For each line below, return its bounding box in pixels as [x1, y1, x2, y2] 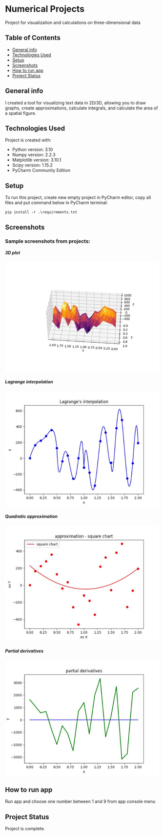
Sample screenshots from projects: [5, 238, 91, 245]
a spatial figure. [5, 110, 37, 116]
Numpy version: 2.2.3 [12, 152, 56, 158]
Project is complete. [5, 826, 45, 831]
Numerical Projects [5, 3, 84, 15]
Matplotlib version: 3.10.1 [12, 157, 61, 163]
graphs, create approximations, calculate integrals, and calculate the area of [5, 105, 158, 111]
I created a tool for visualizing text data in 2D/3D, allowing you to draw [5, 100, 146, 105]
